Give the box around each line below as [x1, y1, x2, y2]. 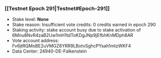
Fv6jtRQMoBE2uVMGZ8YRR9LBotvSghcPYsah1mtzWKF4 [12, 43, 131, 49]
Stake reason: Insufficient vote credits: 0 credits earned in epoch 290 [12, 21, 156, 27]
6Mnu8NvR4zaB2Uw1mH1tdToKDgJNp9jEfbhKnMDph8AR [12, 32, 134, 38]
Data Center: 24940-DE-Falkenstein [12, 48, 87, 54]
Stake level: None [12, 16, 49, 22]
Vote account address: [12, 37, 59, 43]
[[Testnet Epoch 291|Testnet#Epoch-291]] [5, 5, 110, 12]
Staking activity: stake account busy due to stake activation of [12, 27, 141, 33]
